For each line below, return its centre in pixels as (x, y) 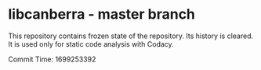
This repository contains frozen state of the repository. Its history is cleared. (130, 36)
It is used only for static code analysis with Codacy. (91, 44)
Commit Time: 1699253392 (52, 59)
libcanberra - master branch (102, 14)
